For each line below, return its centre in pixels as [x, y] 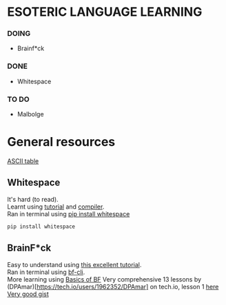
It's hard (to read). [33, 199]
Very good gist [28, 294]
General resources [61, 142]
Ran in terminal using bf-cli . [46, 272]
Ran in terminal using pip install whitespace [69, 213]
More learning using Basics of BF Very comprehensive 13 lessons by [104, 279]
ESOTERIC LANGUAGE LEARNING [105, 12]
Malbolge [30, 114]
